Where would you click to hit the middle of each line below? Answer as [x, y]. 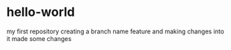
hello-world [41, 12]
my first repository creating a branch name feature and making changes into [115, 31]
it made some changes [39, 38]
